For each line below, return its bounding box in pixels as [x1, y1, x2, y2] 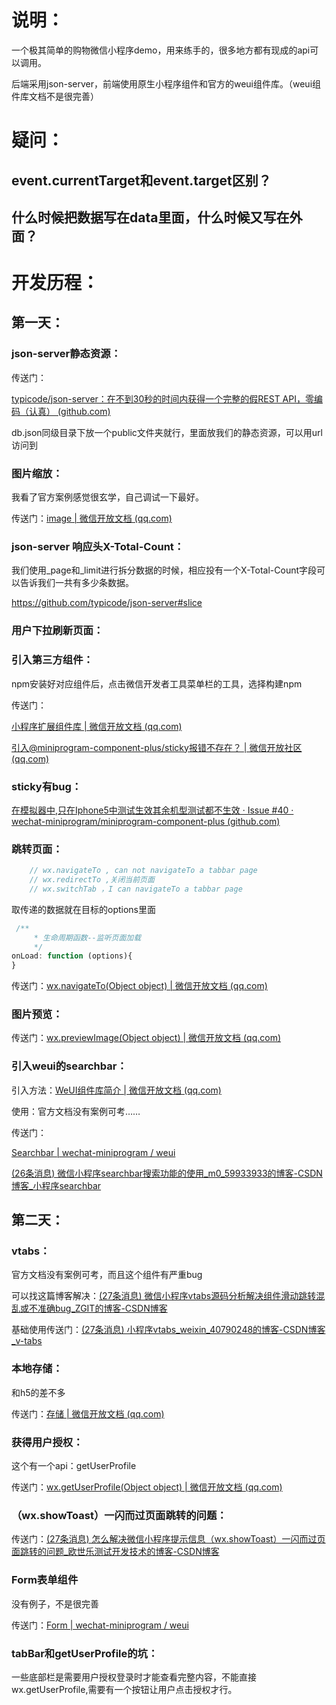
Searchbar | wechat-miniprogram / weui [11, 1146, 176, 1158]
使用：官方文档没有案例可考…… [11, 1105, 141, 1117]
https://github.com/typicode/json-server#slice [11, 597, 203, 609]
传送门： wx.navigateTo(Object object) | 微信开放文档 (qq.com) [11, 980, 268, 992]
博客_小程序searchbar [11, 1179, 102, 1191]
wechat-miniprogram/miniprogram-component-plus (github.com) [11, 815, 281, 827]
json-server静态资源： [11, 347, 122, 361]
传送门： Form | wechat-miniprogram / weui [11, 1619, 189, 1631]
